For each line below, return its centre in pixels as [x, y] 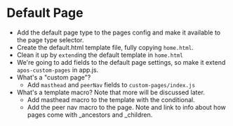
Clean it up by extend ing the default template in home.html [100, 55]
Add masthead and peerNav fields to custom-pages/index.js [111, 84]
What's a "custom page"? [54, 77]
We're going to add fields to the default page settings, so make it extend [121, 62]
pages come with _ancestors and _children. [90, 115]
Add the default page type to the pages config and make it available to [119, 32]
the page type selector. [50, 39]
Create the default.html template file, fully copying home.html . [105, 47]
